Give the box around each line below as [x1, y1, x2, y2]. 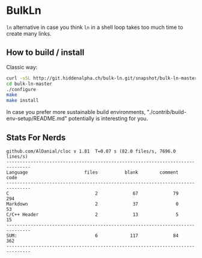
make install [6, 98, 39, 104]
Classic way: [6, 63, 38, 71]
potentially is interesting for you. [68, 115, 148, 122]
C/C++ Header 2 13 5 [6, 212, 179, 218]
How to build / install [6, 48, 85, 58]
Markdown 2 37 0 [6, 201, 179, 207]
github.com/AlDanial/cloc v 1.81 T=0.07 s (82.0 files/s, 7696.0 [6, 148, 176, 154]
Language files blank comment [6, 169, 179, 175]
